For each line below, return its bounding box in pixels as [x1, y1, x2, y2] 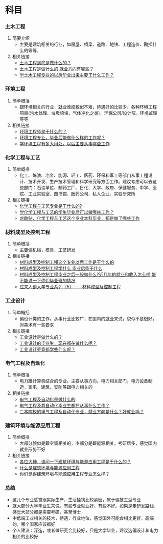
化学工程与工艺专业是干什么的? [19, 203, 82, 209]
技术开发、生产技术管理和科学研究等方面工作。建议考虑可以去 [28, 179, 153, 185]
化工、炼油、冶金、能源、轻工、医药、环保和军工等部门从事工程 [19, 172, 148, 178]
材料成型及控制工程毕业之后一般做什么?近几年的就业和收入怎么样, [19, 272, 152, 277]
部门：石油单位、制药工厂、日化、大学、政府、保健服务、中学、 [23, 185, 153, 190]
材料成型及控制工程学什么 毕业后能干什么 [19, 266, 103, 272]
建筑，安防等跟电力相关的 [41, 384, 93, 390]
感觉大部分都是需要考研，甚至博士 [12, 509, 81, 515]
